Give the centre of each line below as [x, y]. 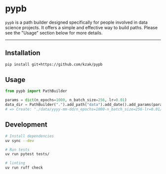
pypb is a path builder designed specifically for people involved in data [77, 22]
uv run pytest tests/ [27, 154]
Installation [23, 53]
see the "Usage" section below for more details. [54, 33]
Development [26, 125]
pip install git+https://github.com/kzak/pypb [54, 64]
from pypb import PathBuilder [36, 91]
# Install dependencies [30, 136]
